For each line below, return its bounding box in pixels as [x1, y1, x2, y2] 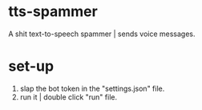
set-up [8, 57, 55, 75]
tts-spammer [8, 2, 98, 21]
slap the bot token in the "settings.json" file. [19, 84, 165, 93]
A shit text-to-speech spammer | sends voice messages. [8, 29, 196, 39]
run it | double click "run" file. [19, 92, 118, 102]
